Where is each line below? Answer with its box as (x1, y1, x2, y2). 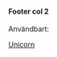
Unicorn (8, 40, 35, 50)
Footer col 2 (8, 6, 50, 16)
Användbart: (8, 24, 50, 34)
